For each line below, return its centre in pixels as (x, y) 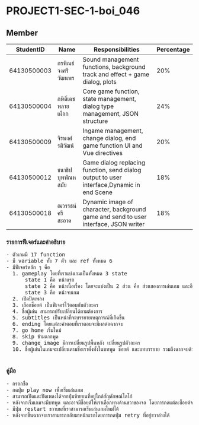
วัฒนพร (66, 78)
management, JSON (111, 114)
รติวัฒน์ (65, 145)
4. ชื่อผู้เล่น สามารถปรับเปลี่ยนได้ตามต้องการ (57, 312)
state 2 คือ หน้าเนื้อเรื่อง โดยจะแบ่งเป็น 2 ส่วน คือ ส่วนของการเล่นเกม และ (107, 286)
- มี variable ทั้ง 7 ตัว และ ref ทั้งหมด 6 (59, 261)
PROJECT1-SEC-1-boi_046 (73, 11)
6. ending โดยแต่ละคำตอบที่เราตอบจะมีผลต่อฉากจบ (68, 324)
